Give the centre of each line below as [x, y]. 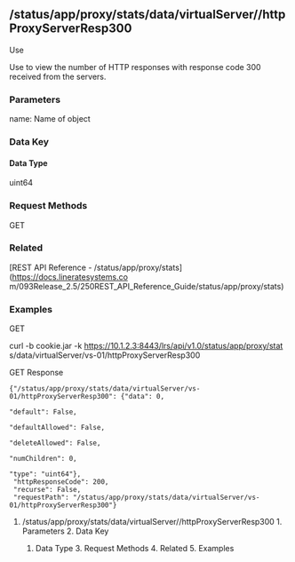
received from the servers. [58, 76]
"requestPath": [41, 498]
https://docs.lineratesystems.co [70, 277]
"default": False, [43, 412]
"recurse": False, [47, 490]
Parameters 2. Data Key [65, 531]
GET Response [36, 373]
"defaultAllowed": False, [57, 428]
